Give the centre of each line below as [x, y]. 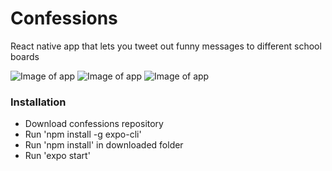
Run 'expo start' [57, 156]
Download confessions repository [94, 124]
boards [25, 56]
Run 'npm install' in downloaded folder [104, 145]
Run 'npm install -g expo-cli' [83, 134]
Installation [38, 102]
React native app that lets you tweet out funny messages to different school [166, 46]
